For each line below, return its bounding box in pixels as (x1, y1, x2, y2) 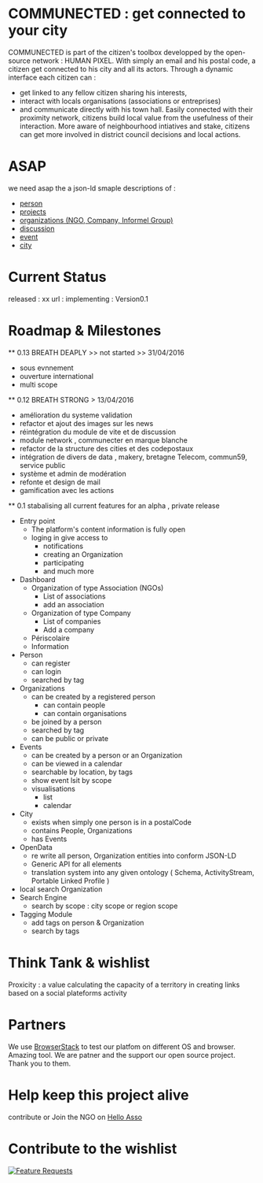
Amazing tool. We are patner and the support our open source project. (8, 1050, 236, 1059)
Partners (8, 1015, 67, 1033)
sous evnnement (19, 363, 74, 373)
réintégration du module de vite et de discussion (19, 427, 177, 436)
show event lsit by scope (31, 775, 112, 784)
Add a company (42, 625, 95, 634)
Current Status (8, 269, 107, 286)
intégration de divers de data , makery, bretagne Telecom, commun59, (19, 452, 247, 462)
